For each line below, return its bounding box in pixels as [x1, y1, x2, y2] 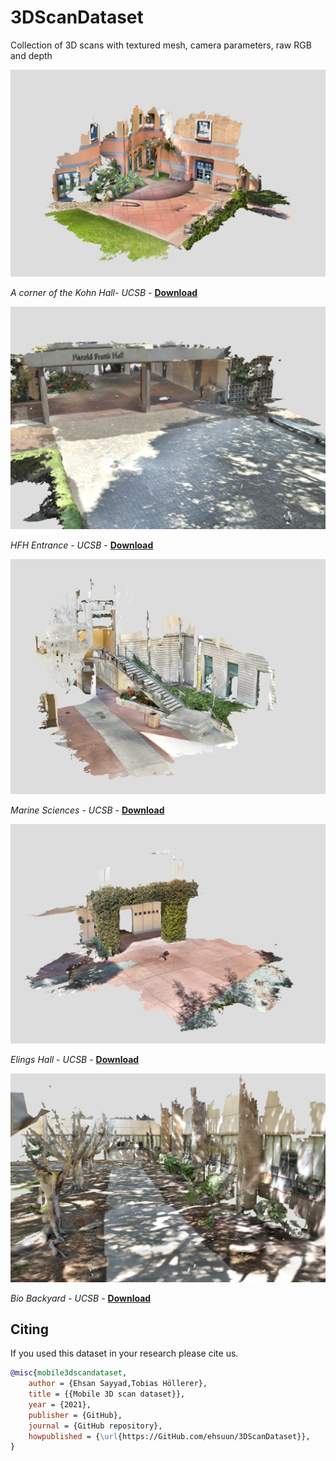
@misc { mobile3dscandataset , [10, 1368, 128, 1378]
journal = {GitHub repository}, [28, 1421, 163, 1431]
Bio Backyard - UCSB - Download [10, 1292, 152, 1304]
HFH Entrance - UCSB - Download [10, 539, 154, 551]
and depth [10, 49, 53, 61]
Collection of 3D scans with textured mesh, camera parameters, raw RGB [10, 39, 312, 51]
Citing [10, 1321, 49, 1338]
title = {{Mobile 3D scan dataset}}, [28, 1389, 186, 1400]
